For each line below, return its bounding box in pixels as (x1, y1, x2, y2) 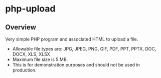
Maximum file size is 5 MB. (12, 56, 68, 62)
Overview (5, 23, 37, 31)
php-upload (5, 3, 56, 14)
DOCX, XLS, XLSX (12, 51, 50, 57)
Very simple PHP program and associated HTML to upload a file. (5, 36, 138, 42)
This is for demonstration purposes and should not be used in (12, 62, 140, 67)
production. (12, 67, 37, 73)
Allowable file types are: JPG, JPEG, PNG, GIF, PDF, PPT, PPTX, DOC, (12, 46, 156, 51)
